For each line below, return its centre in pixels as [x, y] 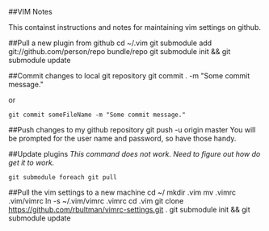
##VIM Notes [30, 12]
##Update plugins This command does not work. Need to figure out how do [134, 154]
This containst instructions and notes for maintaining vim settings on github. [134, 27]
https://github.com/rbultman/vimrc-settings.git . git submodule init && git [129, 210]
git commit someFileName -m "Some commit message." [97, 115]
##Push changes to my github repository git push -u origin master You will [132, 130]
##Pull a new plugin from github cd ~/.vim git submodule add [110, 43]
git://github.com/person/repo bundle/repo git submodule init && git [120, 51]
